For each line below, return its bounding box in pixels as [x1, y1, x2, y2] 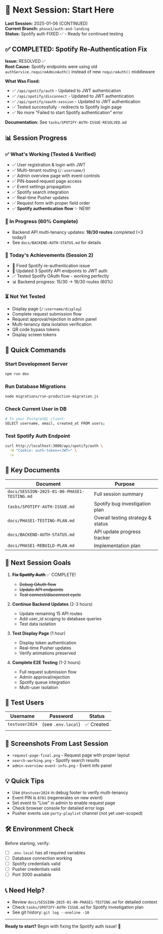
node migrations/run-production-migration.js [5, 394, 98, 399]
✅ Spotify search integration [12, 189, 69, 195]
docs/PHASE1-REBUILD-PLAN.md [7, 543, 75, 548]
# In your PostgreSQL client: [5, 417, 66, 422]
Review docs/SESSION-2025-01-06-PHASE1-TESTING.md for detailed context [12, 899, 158, 905]
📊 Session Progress [5, 134, 67, 142]
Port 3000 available [12, 872, 52, 878]
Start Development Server [5, 360, 68, 367]
